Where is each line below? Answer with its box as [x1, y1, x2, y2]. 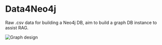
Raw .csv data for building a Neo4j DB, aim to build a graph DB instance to [5, 20, 158, 25]
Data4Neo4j [5, 3, 56, 15]
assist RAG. [5, 24, 29, 30]
